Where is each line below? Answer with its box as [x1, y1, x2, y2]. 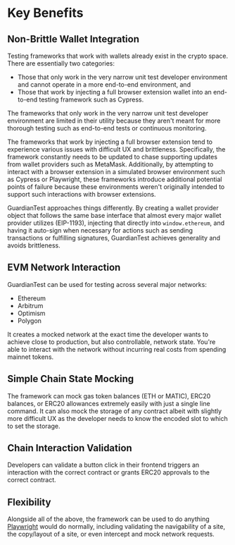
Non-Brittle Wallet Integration [7, 33, 139, 45]
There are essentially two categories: [7, 59, 115, 68]
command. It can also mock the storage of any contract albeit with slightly [7, 407, 222, 415]
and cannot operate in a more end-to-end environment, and [17, 80, 191, 89]
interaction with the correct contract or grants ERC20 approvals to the [7, 468, 210, 477]
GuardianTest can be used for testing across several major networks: [7, 280, 208, 288]
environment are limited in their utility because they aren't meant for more [7, 116, 221, 125]
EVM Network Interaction [7, 262, 121, 274]
